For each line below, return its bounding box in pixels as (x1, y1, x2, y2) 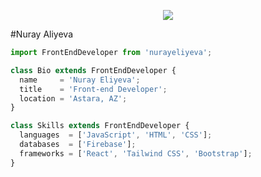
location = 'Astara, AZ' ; (19, 93, 128, 104)
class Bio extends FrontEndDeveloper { (10, 65, 177, 75)
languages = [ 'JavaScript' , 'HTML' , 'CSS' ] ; (19, 130, 213, 140)
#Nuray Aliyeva (10, 28, 74, 40)
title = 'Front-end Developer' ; (19, 84, 168, 94)
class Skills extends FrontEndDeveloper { (10, 121, 190, 131)
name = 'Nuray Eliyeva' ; (19, 75, 141, 85)
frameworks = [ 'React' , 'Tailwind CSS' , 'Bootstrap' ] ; (19, 148, 253, 159)
